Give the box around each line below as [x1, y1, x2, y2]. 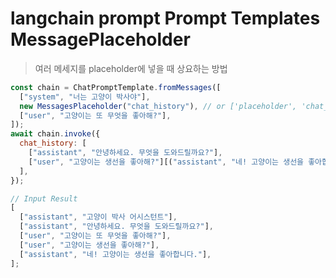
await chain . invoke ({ [10, 129, 101, 139]
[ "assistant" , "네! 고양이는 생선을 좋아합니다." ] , [19, 249, 212, 259]
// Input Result [10, 193, 78, 204]
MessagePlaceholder [10, 28, 191, 51]
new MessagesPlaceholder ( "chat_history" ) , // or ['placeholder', [19, 101, 298, 111]
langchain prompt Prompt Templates [10, 7, 321, 30]
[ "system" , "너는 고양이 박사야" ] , [19, 92, 151, 102]
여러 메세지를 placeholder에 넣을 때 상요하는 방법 [34, 62, 228, 74]
